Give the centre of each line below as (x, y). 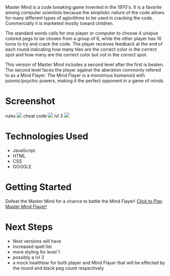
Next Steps (29, 227)
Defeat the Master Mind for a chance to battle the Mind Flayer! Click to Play (84, 201)
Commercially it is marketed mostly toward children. (60, 23)
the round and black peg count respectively (58, 268)
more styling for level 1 (36, 252)
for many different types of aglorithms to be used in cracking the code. (79, 18)
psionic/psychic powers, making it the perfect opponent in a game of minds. (85, 81)
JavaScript (24, 151)
